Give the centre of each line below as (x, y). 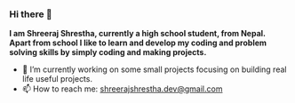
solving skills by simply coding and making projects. (108, 52)
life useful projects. (57, 79)
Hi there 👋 (31, 14)
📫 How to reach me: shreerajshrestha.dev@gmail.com (122, 89)
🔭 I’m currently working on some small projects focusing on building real (154, 69)
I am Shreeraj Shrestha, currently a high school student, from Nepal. (138, 34)
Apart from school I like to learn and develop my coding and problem (138, 43)
